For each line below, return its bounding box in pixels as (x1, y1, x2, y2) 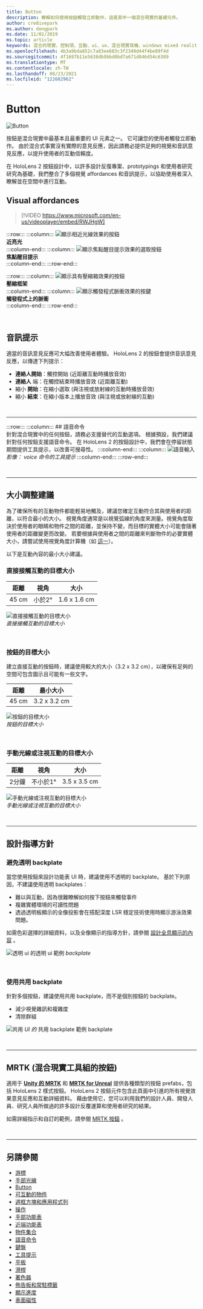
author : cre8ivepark (6, 20, 59, 26)
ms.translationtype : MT (6, 59, 66, 65)
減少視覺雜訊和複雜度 (14, 1005, 68, 1012)
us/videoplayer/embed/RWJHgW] (21, 218, 105, 225)
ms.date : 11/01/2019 (6, 31, 59, 37)
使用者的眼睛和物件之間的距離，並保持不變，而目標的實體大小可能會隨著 (16, 522, 197, 529)
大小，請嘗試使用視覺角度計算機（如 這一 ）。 (6, 537, 117, 544)
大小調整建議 (6, 490, 54, 500)
